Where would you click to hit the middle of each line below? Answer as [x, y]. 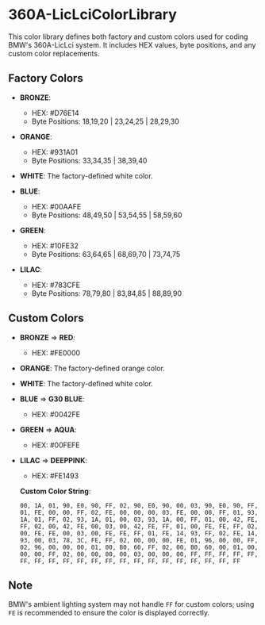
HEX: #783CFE [56, 285]
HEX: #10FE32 [55, 245]
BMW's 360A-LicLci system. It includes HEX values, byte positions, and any [132, 44]
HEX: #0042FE [56, 414]
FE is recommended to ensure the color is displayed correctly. [109, 613]
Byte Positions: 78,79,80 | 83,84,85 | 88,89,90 [107, 293]
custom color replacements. [54, 53]
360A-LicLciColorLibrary [92, 15]
